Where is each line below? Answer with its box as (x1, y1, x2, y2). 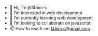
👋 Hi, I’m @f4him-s (9, 5, 47, 10)
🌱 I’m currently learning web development (9, 15, 93, 20)
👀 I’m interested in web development (9, 10, 83, 16)
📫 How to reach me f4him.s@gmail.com (9, 26, 90, 31)
